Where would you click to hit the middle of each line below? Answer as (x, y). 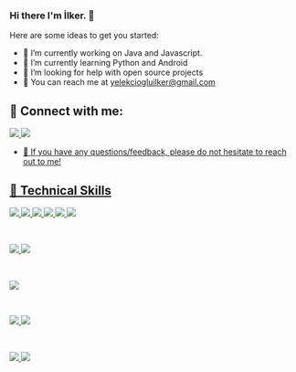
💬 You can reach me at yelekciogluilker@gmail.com (119, 82)
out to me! (42, 162)
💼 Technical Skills (61, 191)
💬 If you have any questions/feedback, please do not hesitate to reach (154, 152)
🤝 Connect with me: (66, 111)
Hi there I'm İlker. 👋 (52, 16)
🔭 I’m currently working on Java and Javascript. (112, 53)
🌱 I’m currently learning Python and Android (105, 63)
